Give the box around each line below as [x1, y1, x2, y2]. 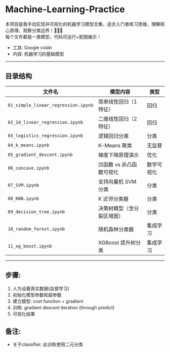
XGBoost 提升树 [98, 239, 136, 246]
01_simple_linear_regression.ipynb [8, 102, 94, 108]
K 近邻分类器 [98, 195, 129, 202]
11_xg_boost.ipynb [8, 243, 52, 249]
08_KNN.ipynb [8, 196, 39, 201]
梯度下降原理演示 [98, 151, 139, 158]
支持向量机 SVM [98, 178, 137, 185]
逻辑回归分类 [98, 132, 129, 139]
